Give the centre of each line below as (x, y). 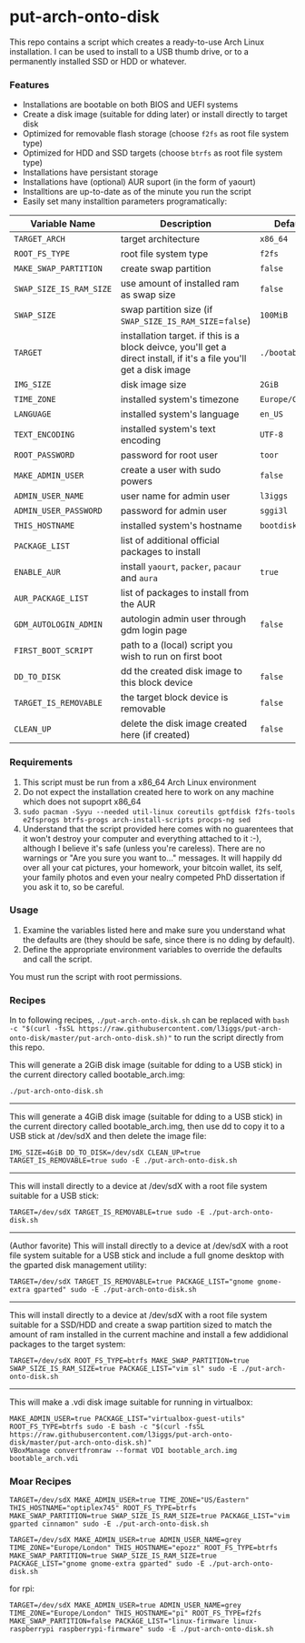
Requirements (41, 762)
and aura (139, 578)
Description (186, 224)
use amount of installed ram (180, 284)
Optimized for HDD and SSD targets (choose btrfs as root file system (152, 153)
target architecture (160, 239)
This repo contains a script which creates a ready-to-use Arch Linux (137, 42)
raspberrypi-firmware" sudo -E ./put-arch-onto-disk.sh (166, 1629)
